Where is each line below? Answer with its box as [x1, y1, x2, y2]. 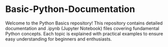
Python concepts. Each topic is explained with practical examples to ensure [5, 30, 163, 36]
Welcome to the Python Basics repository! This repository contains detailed [5, 20, 163, 26]
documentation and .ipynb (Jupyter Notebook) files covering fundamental [5, 25, 159, 31]
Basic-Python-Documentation [5, 3, 136, 15]
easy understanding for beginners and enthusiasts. [5, 36, 112, 42]
